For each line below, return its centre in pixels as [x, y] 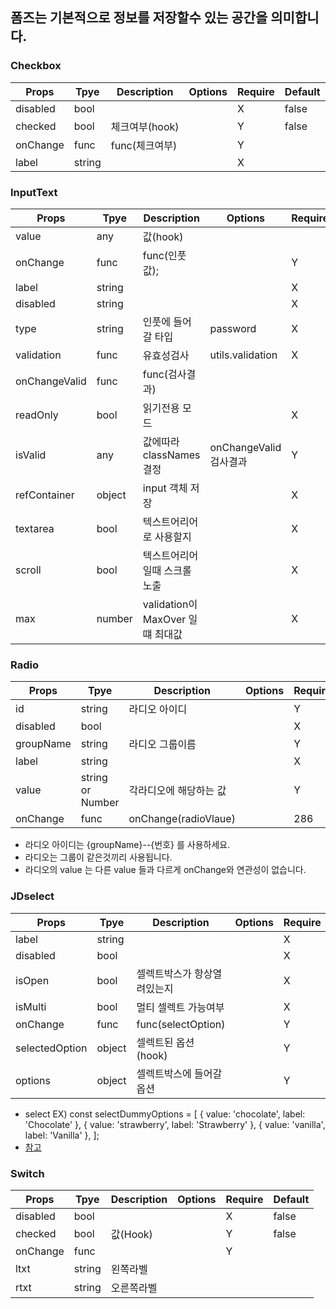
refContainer [45, 495]
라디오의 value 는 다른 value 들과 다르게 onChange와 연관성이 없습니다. [165, 870]
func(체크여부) [144, 145]
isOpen [32, 980]
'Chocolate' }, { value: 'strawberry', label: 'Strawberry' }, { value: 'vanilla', [175, 1124]
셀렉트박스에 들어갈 [179, 1073]
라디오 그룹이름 [162, 745]
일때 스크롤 [167, 570]
